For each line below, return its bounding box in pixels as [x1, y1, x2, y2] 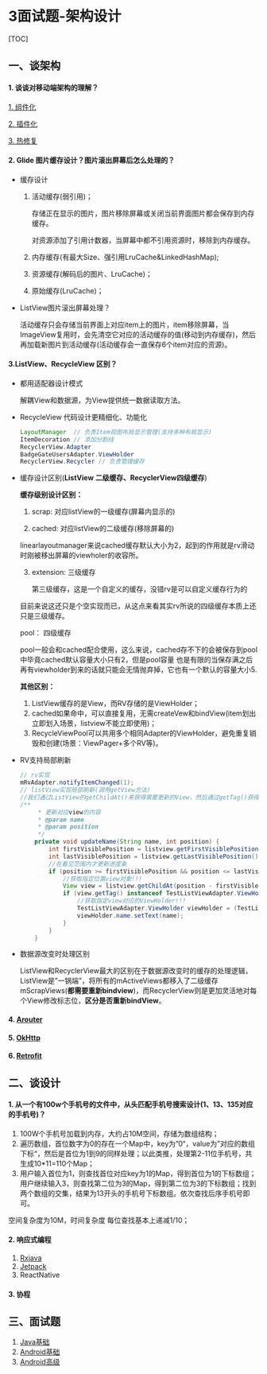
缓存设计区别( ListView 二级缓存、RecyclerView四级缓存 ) [19, 473, 208, 483]
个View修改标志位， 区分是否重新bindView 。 [19, 996, 166, 1006]
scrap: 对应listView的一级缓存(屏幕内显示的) [31, 507, 176, 517]
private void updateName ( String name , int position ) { [34, 838, 220, 846]
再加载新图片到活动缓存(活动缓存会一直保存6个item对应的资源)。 [19, 340, 232, 349]
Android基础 [19, 1347, 60, 1357]
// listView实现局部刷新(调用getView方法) [19, 786, 151, 794]
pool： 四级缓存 [19, 628, 72, 638]
